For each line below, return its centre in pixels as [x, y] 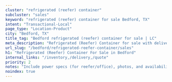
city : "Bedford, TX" [27, 34]
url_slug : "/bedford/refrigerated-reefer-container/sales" [70, 48]
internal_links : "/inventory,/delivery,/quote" [57, 57]
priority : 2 [18, 62]
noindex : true [20, 72]
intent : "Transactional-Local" [39, 24]
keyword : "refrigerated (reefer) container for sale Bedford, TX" [78, 19]
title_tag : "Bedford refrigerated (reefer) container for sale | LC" [81, 39]
